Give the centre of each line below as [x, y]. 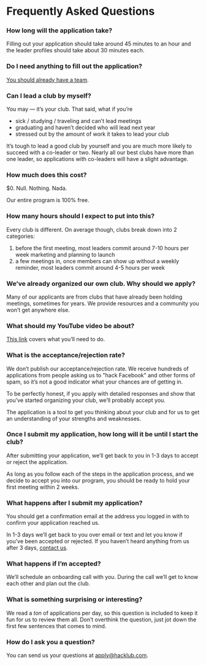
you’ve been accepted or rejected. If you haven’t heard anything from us [98, 541]
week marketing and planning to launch [65, 254]
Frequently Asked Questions [81, 11]
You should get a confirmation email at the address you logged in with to [98, 516]
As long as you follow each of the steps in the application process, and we [100, 474]
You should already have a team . [48, 80]
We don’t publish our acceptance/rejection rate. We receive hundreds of [97, 368]
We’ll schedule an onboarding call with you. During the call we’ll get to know [102, 577]
